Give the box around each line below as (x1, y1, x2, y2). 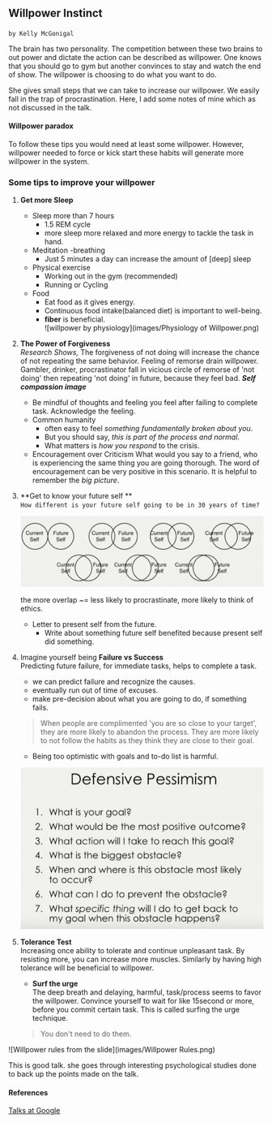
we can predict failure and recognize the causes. (32, 677, 196, 687)
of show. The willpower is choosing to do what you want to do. (8, 69, 217, 80)
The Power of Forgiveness (19, 339, 111, 348)
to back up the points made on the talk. (8, 1069, 139, 1078)
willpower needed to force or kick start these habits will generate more (8, 148, 244, 158)
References (8, 1087, 49, 1097)
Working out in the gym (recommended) (44, 271, 178, 281)
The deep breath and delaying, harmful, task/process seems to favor (32, 987, 261, 997)
